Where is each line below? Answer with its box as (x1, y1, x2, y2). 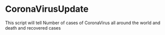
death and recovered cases (5, 25, 61, 31)
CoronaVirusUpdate (5, 3, 89, 15)
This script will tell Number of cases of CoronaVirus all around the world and (5, 20, 161, 26)
